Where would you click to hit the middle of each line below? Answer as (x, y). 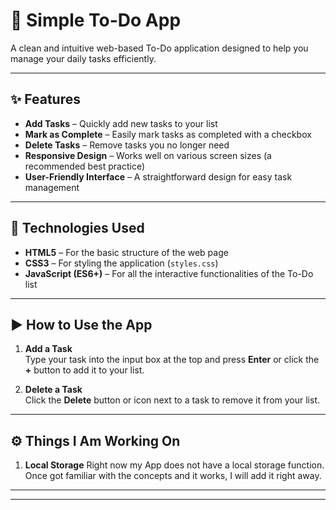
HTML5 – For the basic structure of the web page (126, 252)
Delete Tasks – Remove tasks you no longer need (127, 145)
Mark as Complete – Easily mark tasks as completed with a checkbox (168, 134)
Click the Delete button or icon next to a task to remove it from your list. (172, 400)
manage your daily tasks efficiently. (83, 58)
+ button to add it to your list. (84, 370)
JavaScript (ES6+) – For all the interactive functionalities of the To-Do (169, 273)
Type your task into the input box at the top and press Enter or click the (172, 360)
